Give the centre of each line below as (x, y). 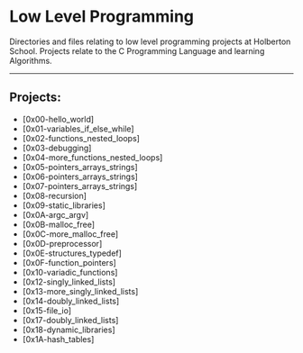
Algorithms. (31, 60)
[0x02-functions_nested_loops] (81, 138)
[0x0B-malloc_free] (58, 224)
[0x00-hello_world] (58, 119)
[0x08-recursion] (55, 195)
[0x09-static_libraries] (64, 205)
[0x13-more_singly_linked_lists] (80, 291)
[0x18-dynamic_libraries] (69, 330)
